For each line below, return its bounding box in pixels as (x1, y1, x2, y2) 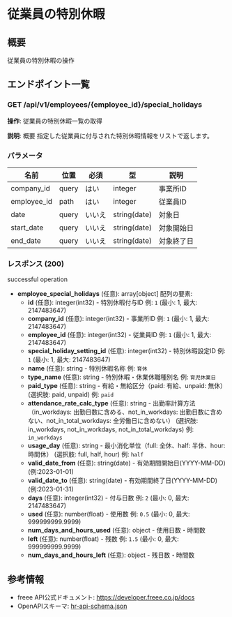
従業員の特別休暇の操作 (7, 57, 75, 64)
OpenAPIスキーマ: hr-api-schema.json (17, 602, 127, 611)
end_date (10, 235, 42, 245)
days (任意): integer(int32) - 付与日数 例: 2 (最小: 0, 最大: (27, 493, 190, 503)
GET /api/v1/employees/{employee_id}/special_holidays (7, 100, 203, 110)
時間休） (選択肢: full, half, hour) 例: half (27, 450, 144, 459)
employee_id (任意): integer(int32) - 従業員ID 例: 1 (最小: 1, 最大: (27, 331, 212, 339)
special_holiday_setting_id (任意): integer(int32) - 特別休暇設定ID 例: (27, 347, 226, 355)
